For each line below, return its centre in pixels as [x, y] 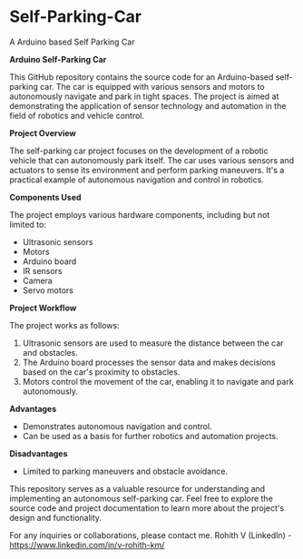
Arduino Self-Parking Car [58, 59]
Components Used [45, 197]
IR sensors [42, 270]
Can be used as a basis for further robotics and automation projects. [150, 436]
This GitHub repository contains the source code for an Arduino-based [142, 77]
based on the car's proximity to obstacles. [101, 372]
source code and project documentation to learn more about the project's [147, 508]
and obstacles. [50, 352]
